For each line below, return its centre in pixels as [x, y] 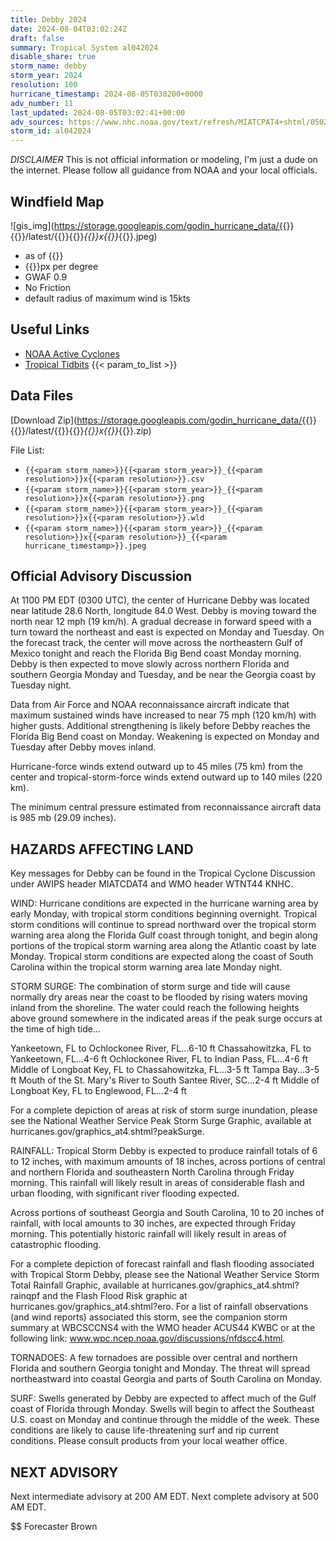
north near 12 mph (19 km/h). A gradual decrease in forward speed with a [161, 622]
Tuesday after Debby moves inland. [83, 747]
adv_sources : [37, 122]
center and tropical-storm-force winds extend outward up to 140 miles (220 [166, 777]
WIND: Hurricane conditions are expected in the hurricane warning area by [164, 903]
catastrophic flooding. [56, 1245]
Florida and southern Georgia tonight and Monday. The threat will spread [160, 1368]
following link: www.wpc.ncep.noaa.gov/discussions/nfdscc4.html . [148, 1338]
